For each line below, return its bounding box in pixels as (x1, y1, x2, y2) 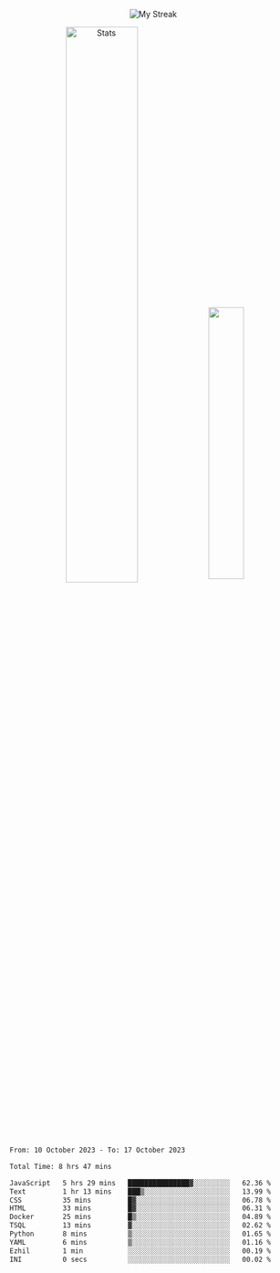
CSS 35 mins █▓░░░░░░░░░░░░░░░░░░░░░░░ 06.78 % (9, 1195, 272, 1205)
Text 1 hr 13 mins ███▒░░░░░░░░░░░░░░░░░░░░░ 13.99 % (9, 1186, 272, 1196)
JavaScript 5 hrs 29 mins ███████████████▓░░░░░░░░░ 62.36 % (9, 1178, 272, 1187)
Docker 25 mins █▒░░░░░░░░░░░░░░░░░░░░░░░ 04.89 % (9, 1213, 272, 1222)
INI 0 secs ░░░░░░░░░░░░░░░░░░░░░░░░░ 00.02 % (9, 1255, 272, 1264)
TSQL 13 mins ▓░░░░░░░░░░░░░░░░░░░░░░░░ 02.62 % (9, 1221, 272, 1230)
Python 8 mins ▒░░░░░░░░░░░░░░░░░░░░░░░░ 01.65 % (9, 1229, 272, 1238)
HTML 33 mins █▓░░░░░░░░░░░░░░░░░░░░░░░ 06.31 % (9, 1204, 272, 1213)
